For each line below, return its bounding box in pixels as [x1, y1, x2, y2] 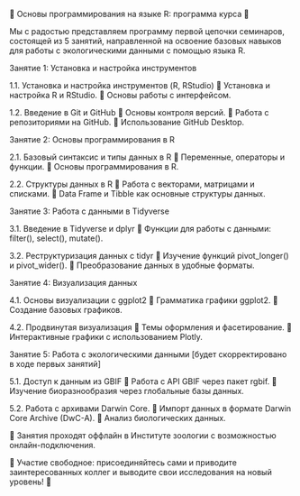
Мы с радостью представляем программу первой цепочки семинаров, [9, 26, 286, 36]
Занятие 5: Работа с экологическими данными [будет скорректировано [9, 349, 287, 360]
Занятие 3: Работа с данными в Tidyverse [9, 206, 169, 216]
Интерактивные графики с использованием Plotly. [9, 332, 203, 342]
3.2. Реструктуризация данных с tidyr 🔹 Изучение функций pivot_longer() [9, 251, 290, 261]
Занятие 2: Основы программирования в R [9, 134, 176, 144]
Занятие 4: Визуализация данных [9, 278, 138, 288]
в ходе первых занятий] [9, 359, 101, 369]
